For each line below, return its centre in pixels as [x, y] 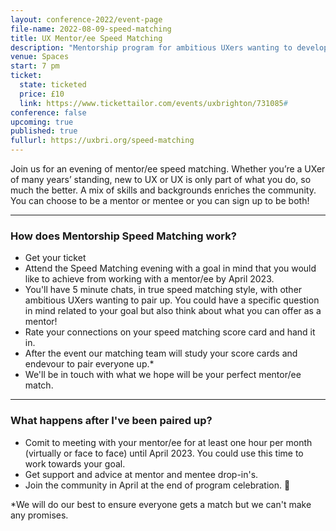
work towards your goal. [75, 463]
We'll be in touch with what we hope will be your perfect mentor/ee [163, 375]
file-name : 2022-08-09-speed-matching [91, 29]
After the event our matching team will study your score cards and [161, 353]
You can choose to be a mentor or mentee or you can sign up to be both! [160, 200]
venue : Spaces [40, 57]
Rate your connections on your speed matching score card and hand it [170, 332]
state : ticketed [53, 85]
